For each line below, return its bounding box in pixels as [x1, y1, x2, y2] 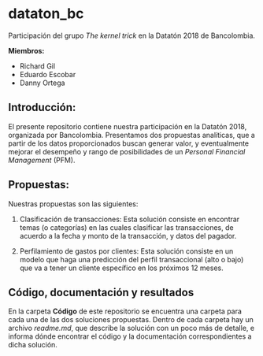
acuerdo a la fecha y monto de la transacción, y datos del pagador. [19, 231, 237, 240]
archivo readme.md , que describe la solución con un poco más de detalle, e [8, 324, 254, 333]
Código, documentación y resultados [8, 285, 194, 299]
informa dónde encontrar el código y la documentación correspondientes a [8, 332, 252, 341]
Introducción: [8, 101, 76, 114]
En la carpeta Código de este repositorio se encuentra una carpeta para [8, 306, 243, 316]
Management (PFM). [8, 155, 76, 165]
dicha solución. [8, 340, 57, 350]
